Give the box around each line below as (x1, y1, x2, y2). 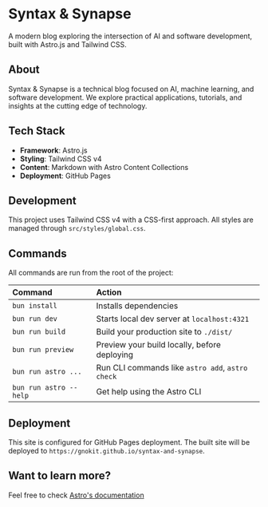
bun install (12, 301, 58, 311)
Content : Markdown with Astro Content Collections (19, 162, 189, 172)
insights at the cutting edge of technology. (8, 101, 148, 110)
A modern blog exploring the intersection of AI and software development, (8, 31, 253, 41)
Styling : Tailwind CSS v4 (19, 153, 102, 164)
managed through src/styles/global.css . (8, 224, 146, 233)
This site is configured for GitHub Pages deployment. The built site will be (8, 438, 250, 447)
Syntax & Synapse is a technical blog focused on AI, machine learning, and (8, 84, 254, 93)
